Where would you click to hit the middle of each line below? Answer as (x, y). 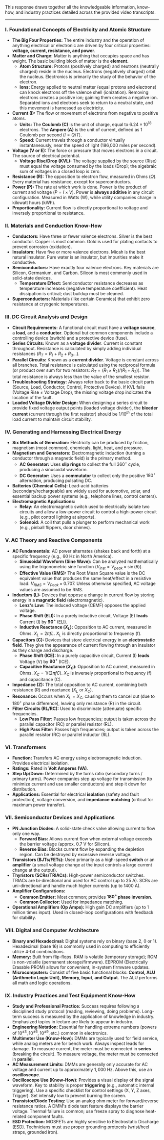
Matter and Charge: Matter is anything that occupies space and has (81, 56)
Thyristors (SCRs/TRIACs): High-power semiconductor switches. (78, 875)
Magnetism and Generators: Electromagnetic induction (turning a (78, 453)
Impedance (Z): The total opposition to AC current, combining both (80, 684)
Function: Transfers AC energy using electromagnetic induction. (77, 758)
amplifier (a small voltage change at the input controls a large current (82, 864)
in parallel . (23, 1059)
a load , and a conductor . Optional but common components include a (82, 332)
